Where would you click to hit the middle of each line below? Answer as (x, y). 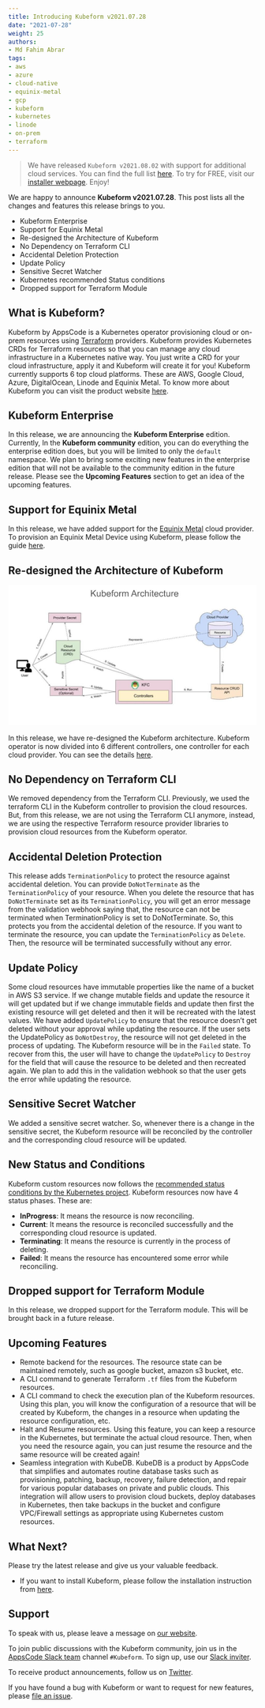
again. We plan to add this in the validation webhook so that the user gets (127, 1070)
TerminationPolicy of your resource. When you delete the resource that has (131, 893)
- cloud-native (33, 83)
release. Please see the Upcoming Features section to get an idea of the (126, 476)
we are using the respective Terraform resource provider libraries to (118, 824)
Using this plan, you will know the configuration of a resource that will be (138, 1404)
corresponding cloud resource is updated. (88, 1232)
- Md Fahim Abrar (37, 50)
